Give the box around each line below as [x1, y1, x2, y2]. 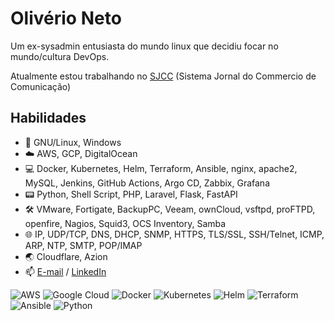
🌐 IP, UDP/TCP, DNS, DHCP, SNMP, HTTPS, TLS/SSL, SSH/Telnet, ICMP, [24, 228, 325, 240]
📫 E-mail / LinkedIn [24, 265, 107, 277]
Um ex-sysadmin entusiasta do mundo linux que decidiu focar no [10, 40, 279, 52]
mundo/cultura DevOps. [10, 50, 110, 62]
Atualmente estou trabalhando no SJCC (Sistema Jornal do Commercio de [10, 70, 317, 82]
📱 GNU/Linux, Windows [24, 136, 122, 148]
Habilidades [10, 110, 87, 127]
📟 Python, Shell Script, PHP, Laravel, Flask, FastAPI [24, 188, 238, 200]
